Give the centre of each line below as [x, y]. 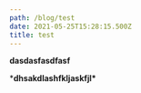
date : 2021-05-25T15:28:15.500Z [70, 26]
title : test [32, 35]
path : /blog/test [42, 18]
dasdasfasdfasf [40, 61]
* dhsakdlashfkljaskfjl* [53, 78]
